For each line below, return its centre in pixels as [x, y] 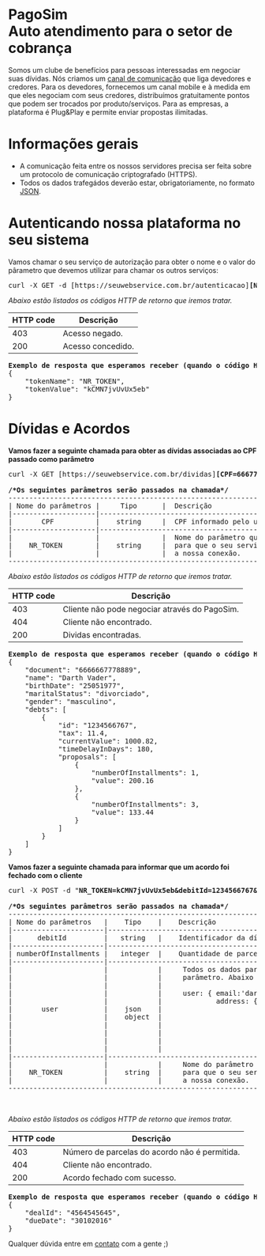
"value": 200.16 [123, 780]
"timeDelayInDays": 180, [106, 749]
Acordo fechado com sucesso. [119, 1178]
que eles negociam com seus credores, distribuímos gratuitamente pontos [129, 95]
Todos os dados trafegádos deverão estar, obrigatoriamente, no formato [137, 183]
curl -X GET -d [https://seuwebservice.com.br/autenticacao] [129, 285]
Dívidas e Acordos [69, 429]
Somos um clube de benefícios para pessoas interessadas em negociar [124, 70]
